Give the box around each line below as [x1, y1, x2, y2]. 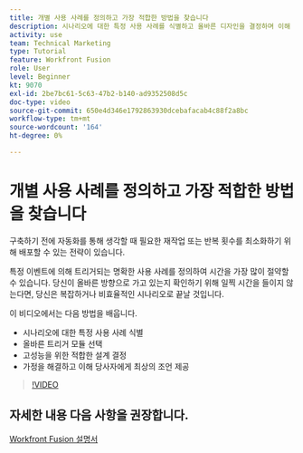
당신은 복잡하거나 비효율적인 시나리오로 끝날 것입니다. [35, 288, 224, 299]
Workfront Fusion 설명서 [9, 433, 99, 444]
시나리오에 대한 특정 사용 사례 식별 [22, 327, 144, 338]
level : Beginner [9, 72, 71, 82]
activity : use [9, 30, 63, 39]
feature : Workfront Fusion [9, 55, 111, 64]
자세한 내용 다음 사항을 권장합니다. [9, 408, 189, 423]
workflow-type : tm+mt [9, 114, 91, 123]
